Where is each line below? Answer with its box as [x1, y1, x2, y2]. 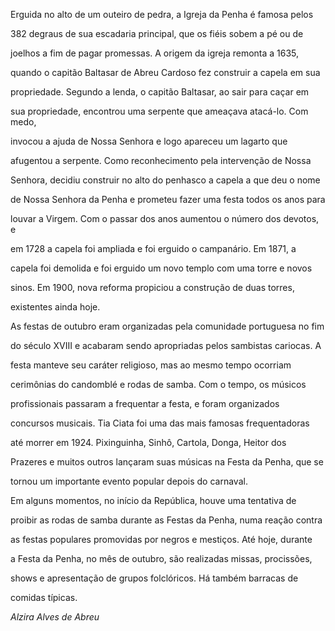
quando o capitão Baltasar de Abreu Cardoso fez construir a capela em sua [10, 67, 321, 78]
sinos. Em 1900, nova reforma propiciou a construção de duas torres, [10, 282, 295, 293]
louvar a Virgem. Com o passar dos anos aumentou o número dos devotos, [10, 213, 320, 224]
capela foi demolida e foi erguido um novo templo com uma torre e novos [10, 262, 313, 274]
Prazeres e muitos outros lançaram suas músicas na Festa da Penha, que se [10, 456, 324, 468]
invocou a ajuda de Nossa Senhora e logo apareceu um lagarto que [10, 135, 288, 147]
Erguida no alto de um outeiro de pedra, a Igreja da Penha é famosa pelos [10, 9, 314, 20]
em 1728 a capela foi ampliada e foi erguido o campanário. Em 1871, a [10, 243, 297, 254]
